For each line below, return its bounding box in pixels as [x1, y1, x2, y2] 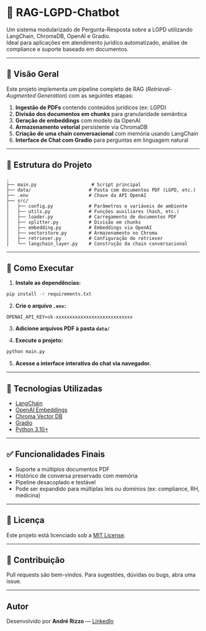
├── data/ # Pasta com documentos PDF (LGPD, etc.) [6, 187, 196, 193]
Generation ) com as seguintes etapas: [37, 91, 134, 99]
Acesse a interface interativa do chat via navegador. [15, 360, 151, 367]
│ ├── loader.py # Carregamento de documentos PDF [6, 214, 177, 220]
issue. [6, 578, 21, 585]
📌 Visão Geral [6, 69, 59, 79]
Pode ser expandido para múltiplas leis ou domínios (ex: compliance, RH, [15, 485, 200, 492]
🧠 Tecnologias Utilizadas [6, 383, 102, 393]
